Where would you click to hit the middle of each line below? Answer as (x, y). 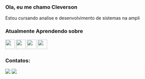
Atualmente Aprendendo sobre (44, 31)
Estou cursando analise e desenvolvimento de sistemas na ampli (73, 18)
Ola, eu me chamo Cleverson (41, 7)
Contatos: (18, 60)
